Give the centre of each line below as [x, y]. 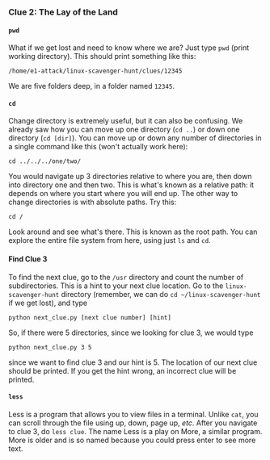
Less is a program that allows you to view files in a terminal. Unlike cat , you [133, 414]
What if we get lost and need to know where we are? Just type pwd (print [129, 48]
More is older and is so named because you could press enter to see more [132, 440]
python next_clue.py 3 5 [50, 347]
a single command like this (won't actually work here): [98, 147]
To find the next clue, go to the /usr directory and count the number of [126, 277]
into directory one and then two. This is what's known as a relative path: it [131, 185]
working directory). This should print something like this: [102, 56]
